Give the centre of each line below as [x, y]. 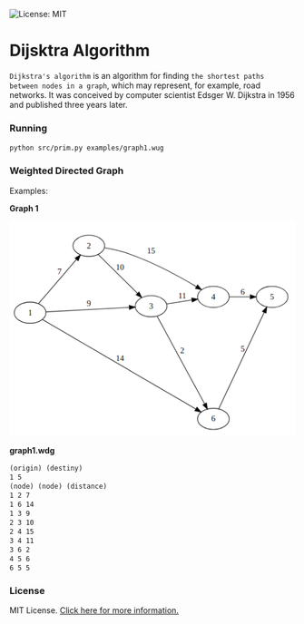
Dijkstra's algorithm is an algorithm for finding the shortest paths [137, 75]
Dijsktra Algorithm [80, 51]
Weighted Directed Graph [67, 171]
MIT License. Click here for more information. [94, 610]
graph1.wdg [32, 450]
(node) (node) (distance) [58, 486]
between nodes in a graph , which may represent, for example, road [135, 85]
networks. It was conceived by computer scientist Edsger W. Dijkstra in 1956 [152, 94]
